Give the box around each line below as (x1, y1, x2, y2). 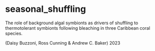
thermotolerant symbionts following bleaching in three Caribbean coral (5, 25, 151, 31)
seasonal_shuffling (5, 3, 86, 15)
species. (5, 30, 23, 36)
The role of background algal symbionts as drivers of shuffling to (5, 20, 139, 26)
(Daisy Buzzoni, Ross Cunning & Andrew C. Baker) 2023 (5, 40, 121, 46)
